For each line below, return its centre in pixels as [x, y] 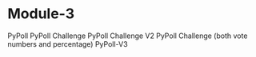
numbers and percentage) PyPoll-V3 [68, 44]
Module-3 [41, 14]
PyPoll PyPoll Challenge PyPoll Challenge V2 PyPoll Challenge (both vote [128, 36]
